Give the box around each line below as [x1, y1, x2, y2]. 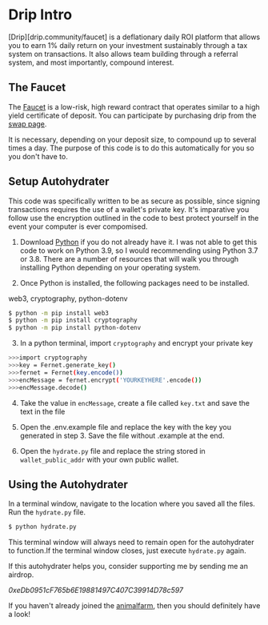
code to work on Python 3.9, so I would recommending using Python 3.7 [19, 246, 258, 255]
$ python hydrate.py [8, 523, 78, 531]
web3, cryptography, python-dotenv [8, 294, 128, 303]
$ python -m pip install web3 [8, 309, 110, 317]
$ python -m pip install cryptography [8, 316, 138, 325]
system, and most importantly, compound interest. [8, 58, 174, 67]
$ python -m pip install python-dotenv [8, 324, 142, 332]
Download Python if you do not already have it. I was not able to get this [19, 237, 258, 246]
